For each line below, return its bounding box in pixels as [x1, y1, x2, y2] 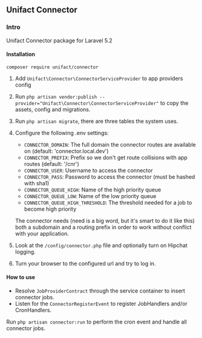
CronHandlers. [15, 307, 52, 314]
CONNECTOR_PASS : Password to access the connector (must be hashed [24, 173, 195, 181]
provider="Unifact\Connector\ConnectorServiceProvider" [15, 100, 159, 107]
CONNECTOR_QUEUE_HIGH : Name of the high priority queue [24, 186, 161, 193]
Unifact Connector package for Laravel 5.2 [6, 36, 113, 44]
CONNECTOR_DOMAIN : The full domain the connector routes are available [24, 141, 197, 148]
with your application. [15, 230, 70, 237]
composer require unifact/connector [6, 64, 99, 70]
